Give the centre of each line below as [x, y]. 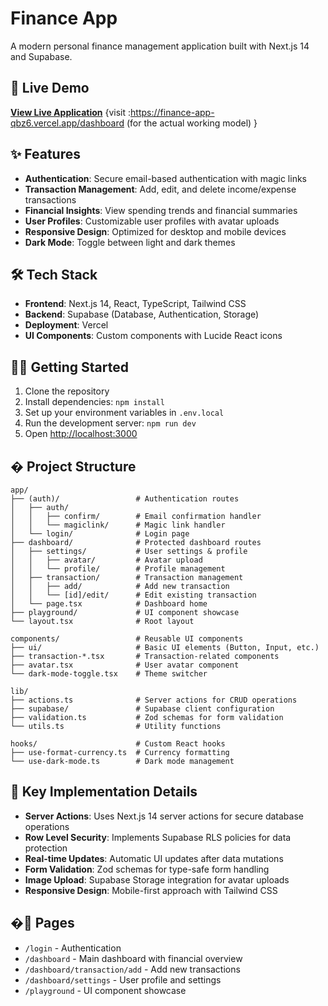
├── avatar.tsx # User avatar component [125, 665]
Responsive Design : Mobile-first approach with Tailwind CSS [151, 890]
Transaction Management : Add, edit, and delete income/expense [160, 189]
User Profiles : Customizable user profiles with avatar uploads [152, 221]
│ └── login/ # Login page [100, 534]
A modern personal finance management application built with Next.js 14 [160, 46]
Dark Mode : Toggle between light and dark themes [130, 242]
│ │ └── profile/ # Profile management [118, 569]
